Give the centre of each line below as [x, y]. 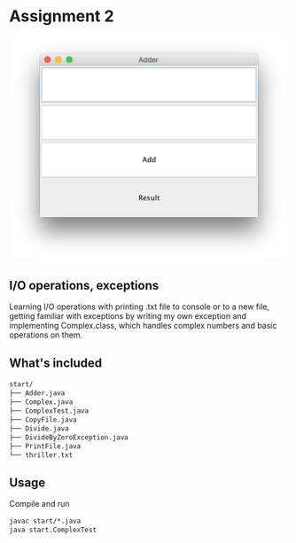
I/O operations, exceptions [84, 285]
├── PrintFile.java [45, 446]
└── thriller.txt [41, 455]
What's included [56, 363]
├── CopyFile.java [43, 420]
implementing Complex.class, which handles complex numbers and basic [143, 326]
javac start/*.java [45, 521]
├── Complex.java [41, 402]
